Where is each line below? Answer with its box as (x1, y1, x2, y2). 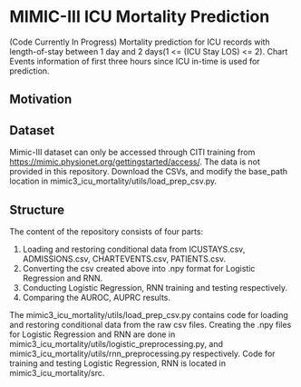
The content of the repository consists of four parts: (9, 225, 204, 237)
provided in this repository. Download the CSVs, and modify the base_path (9, 166, 288, 177)
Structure (9, 202, 65, 217)
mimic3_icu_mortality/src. (9, 367, 105, 378)
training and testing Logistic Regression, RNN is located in (9, 357, 227, 369)
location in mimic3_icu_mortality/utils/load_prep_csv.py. (9, 175, 218, 187)
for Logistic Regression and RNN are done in (9, 329, 176, 340)
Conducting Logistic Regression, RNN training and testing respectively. (22, 282, 288, 293)
